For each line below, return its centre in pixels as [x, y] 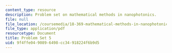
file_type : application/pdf [35, 29]
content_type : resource [31, 10]
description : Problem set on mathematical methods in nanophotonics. [81, 15]
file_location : [21, 24]
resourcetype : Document [31, 33]
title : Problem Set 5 [28, 38]
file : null [17, 19]
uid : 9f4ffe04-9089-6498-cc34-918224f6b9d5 [52, 43]
